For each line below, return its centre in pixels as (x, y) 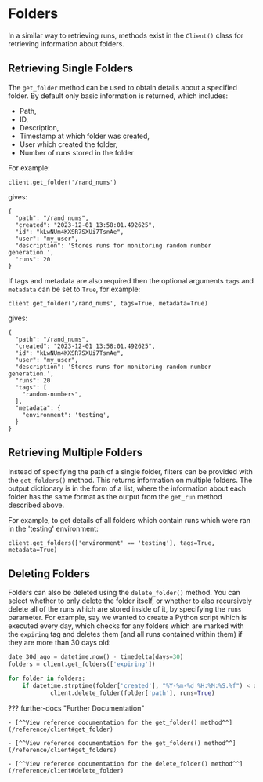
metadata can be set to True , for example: (74, 289)
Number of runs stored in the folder (77, 152)
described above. (36, 505)
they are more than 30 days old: (59, 643)
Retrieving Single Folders (71, 69)
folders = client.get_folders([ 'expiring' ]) (82, 664)
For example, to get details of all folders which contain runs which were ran (129, 520)
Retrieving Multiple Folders (76, 453)
